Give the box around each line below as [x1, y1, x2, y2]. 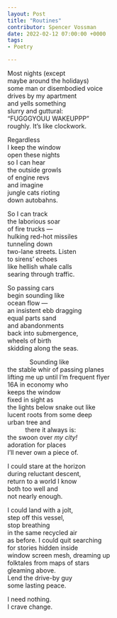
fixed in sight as [7, 395, 54, 404]
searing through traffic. [7, 270, 75, 278]
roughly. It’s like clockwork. [7, 122, 87, 130]
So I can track [7, 210, 48, 218]
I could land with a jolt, [7, 506, 73, 514]
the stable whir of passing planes [7, 365, 104, 373]
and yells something [7, 99, 66, 107]
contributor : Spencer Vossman [7, 23, 97, 31]
